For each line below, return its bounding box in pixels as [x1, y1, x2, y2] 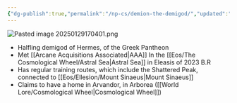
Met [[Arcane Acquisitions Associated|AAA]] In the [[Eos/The [17, 50, 196, 59]
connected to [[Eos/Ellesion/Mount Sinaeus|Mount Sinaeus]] [17, 73, 194, 81]
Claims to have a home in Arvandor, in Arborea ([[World [17, 80, 179, 88]
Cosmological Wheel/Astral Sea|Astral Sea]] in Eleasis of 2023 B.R [17, 57, 212, 67]
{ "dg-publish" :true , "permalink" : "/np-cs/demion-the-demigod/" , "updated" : [7, 10, 229, 18]
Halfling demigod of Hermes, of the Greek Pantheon [17, 43, 169, 51]
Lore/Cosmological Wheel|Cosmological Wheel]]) [17, 88, 162, 96]
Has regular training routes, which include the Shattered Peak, [17, 65, 199, 74]
